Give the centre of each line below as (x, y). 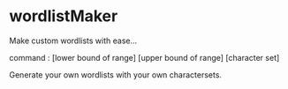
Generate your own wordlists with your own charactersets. (116, 74)
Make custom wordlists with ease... (73, 41)
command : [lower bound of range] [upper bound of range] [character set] (144, 57)
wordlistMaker (64, 16)
